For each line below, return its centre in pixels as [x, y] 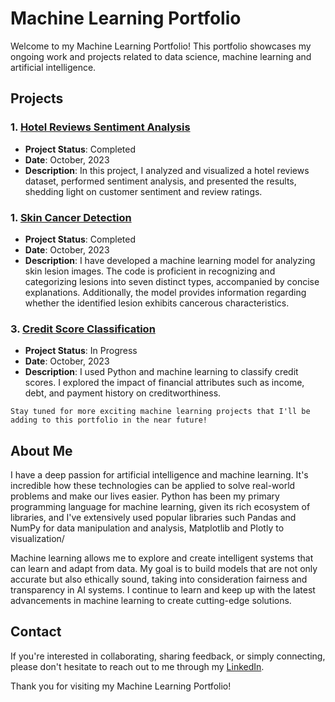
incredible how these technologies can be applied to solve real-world [153, 486]
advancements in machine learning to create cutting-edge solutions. [151, 601]
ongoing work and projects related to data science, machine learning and [161, 56]
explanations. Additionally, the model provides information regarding [165, 292]
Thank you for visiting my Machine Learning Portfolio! [121, 686]
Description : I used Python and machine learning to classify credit [161, 372]
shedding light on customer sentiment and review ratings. [143, 191]
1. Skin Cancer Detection [71, 217]
